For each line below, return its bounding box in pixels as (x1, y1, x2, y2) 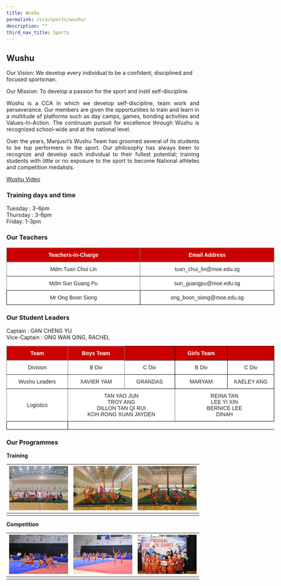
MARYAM (189, 378, 213, 385)
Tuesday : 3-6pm (6, 205, 50, 212)
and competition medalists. (6, 163, 75, 171)
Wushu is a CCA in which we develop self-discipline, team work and (6, 100, 200, 107)
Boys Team (81, 350, 111, 356)
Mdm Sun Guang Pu (48, 279, 98, 287)
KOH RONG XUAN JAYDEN (87, 410, 155, 418)
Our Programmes (6, 438, 59, 447)
